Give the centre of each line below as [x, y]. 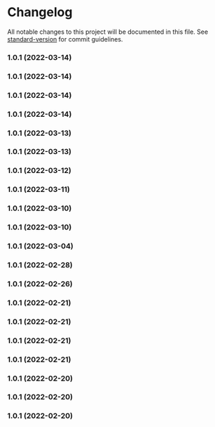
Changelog [40, 12]
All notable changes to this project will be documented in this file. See [108, 32]
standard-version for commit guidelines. [65, 39]
